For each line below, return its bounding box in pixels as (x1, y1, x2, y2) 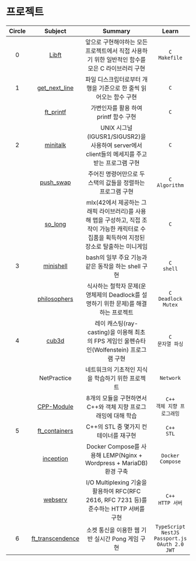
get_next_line (37, 83, 74, 91)
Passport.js (153, 535, 187, 542)
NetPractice (38, 373, 72, 382)
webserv (43, 495, 68, 504)
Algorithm (156, 182, 184, 188)
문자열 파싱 (157, 341, 184, 347)
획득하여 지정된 (106, 233, 145, 242)
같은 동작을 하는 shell (85, 262, 141, 270)
